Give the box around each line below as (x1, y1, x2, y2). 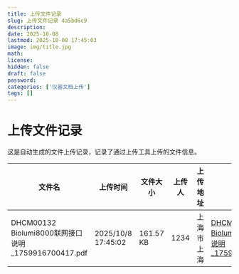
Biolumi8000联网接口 (11, 228, 83, 238)
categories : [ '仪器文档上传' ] (7, 83, 90, 90)
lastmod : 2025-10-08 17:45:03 (7, 37, 97, 44)
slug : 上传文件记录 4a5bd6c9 (7, 17, 87, 24)
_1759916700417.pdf (11, 248, 87, 258)
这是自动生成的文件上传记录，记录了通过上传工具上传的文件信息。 (7, 147, 201, 157)
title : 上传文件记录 (7, 10, 62, 18)
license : (7, 57, 33, 64)
